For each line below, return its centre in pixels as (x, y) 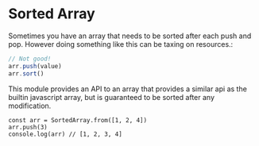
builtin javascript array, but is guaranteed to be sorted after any (112, 97)
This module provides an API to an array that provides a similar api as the (128, 89)
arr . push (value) (35, 66)
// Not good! (30, 59)
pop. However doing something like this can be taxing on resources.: (121, 44)
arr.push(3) (28, 127)
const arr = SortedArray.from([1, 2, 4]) (78, 120)
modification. (30, 106)
